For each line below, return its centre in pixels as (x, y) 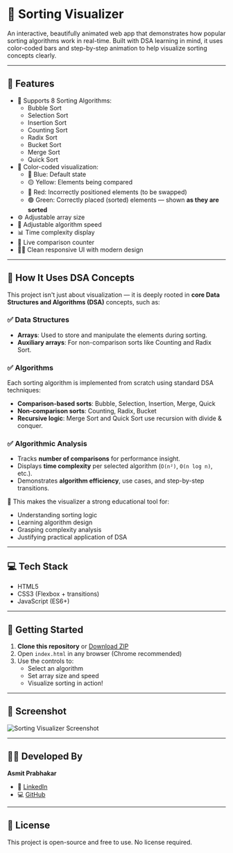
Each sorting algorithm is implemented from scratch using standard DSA (110, 383)
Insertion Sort (47, 122)
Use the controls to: (45, 661)
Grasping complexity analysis (59, 530)
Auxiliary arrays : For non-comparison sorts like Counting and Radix (114, 342)
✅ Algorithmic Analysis (48, 444)
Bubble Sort (45, 107)
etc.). (25, 474)
